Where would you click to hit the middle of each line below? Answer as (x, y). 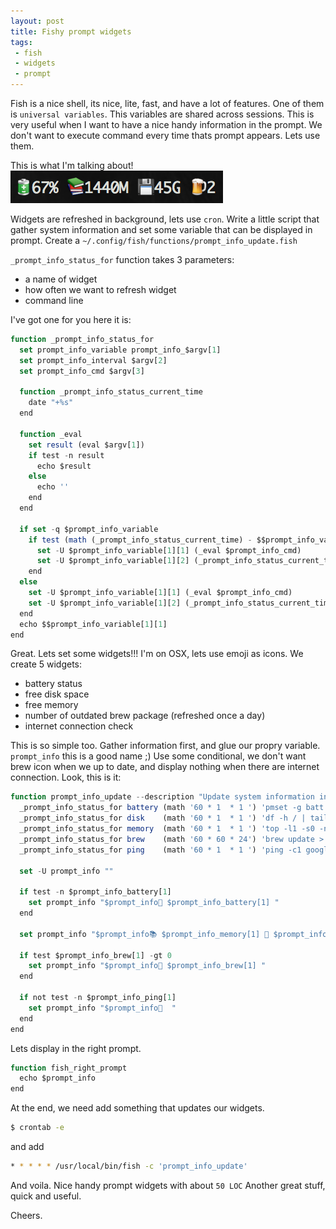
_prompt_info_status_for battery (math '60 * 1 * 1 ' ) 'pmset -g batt (172, 808)
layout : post (37, 21)
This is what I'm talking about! (72, 165)
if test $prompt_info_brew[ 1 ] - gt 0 (95, 955)
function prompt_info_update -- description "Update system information (162, 797)
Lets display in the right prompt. (76, 1048)
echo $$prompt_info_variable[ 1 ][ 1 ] (93, 624)
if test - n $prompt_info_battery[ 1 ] (95, 892)
